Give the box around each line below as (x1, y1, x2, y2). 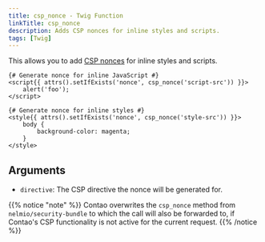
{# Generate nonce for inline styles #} (8, 107, 146, 115)
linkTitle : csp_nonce (8, 19, 81, 27)
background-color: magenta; (37, 127, 130, 136)
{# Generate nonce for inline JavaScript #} (8, 71, 159, 80)
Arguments (8, 163, 66, 177)
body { (22, 121, 45, 129)
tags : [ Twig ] (8, 34, 52, 42)
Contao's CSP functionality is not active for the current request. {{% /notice (8, 217, 258, 227)
